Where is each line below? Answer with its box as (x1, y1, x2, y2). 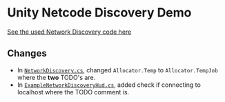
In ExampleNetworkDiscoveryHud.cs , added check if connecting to (17, 81, 202, 89)
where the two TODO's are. (17, 73, 96, 81)
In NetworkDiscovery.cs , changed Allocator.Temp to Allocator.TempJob (17, 65, 219, 74)
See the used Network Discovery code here (7, 28, 132, 36)
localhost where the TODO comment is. (17, 88, 130, 96)
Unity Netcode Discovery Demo (7, 5, 192, 21)
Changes (7, 48, 47, 59)
